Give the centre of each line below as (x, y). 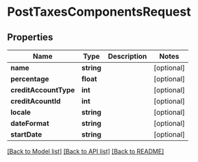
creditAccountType (43, 90)
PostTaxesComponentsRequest (99, 12)
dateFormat (30, 123)
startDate (26, 134)
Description (127, 56)
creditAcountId (36, 101)
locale (21, 112)
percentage (30, 79)
